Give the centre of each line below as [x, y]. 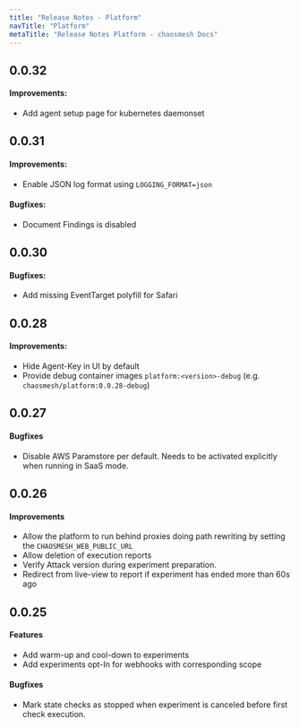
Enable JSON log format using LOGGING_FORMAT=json [117, 184]
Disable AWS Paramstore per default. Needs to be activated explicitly [149, 456]
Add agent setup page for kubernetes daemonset [113, 113]
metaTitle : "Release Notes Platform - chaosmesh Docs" [114, 34]
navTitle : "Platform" [50, 26]
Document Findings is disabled [79, 224]
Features [26, 635]
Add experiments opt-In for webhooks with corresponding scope [142, 664]
